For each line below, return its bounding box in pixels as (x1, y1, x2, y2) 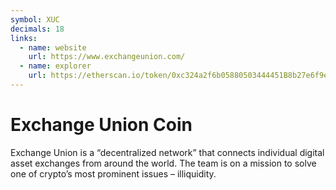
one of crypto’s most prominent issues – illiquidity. (10, 167, 217, 180)
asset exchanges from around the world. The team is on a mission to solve (10, 157, 317, 169)
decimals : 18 (10, 24, 65, 34)
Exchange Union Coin (10, 114, 193, 136)
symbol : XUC (10, 14, 60, 25)
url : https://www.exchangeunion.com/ (28, 52, 186, 62)
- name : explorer (19, 61, 92, 71)
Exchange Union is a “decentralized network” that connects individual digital (10, 146, 325, 158)
